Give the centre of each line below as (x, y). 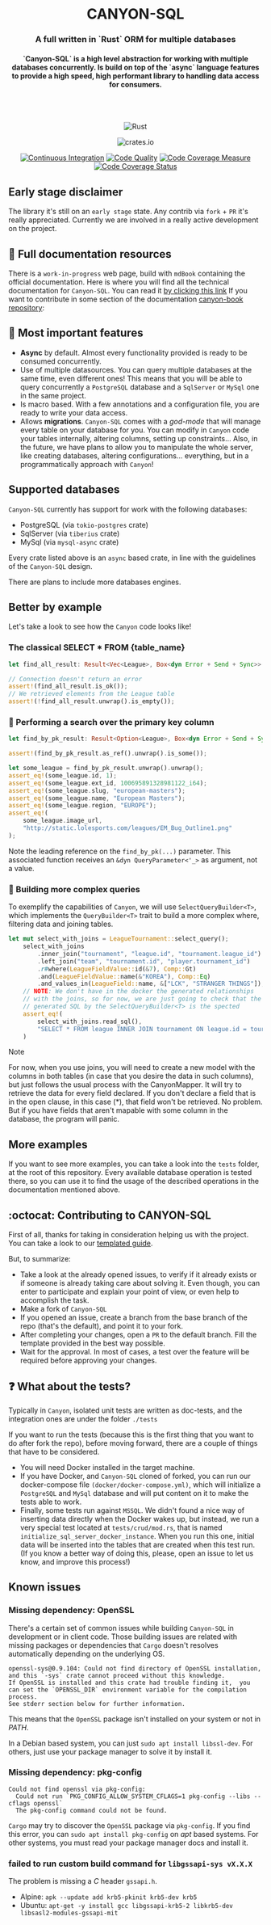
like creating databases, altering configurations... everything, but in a (134, 455)
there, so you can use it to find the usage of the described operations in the (134, 1182)
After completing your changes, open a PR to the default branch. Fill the (138, 1335)
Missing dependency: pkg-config (75, 1772)
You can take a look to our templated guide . (81, 1243)
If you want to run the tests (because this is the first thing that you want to (131, 1434)
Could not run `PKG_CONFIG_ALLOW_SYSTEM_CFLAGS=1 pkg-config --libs (133, 1796)
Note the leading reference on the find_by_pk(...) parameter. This (120, 851)
